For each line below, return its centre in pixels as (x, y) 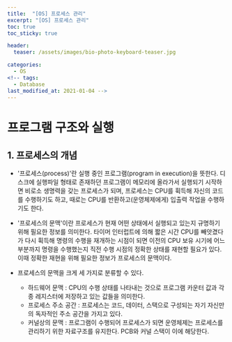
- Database (29, 84)
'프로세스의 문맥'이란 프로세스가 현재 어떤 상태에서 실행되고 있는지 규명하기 (119, 223)
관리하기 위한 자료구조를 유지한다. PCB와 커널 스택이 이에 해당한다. (118, 332)
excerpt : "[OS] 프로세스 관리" (48, 20)
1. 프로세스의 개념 (42, 155)
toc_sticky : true (32, 33)
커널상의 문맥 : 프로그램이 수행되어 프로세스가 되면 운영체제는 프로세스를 (125, 322)
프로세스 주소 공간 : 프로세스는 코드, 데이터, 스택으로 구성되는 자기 (117, 305)
